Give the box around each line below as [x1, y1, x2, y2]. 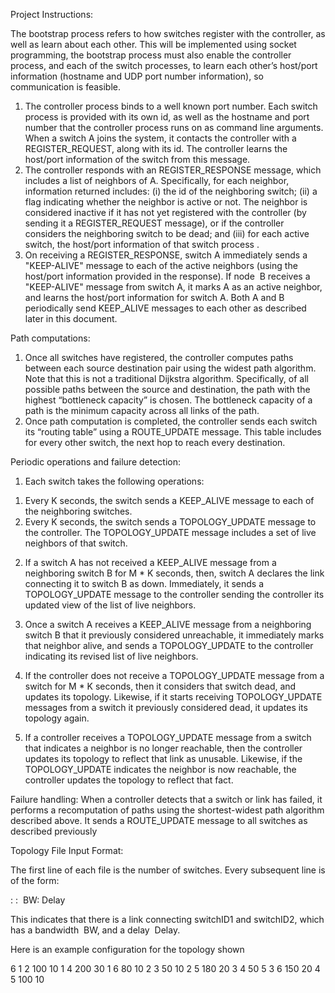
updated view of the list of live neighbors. [24, 599, 197, 611]
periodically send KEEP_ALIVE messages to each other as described [24, 302, 307, 314]
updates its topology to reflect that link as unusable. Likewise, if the [24, 753, 303, 764]
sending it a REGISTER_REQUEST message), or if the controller [24, 217, 285, 229]
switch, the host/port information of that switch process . [24, 239, 260, 250]
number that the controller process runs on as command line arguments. [24, 122, 324, 133]
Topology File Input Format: [10, 845, 124, 856]
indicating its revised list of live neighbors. [24, 650, 199, 662]
